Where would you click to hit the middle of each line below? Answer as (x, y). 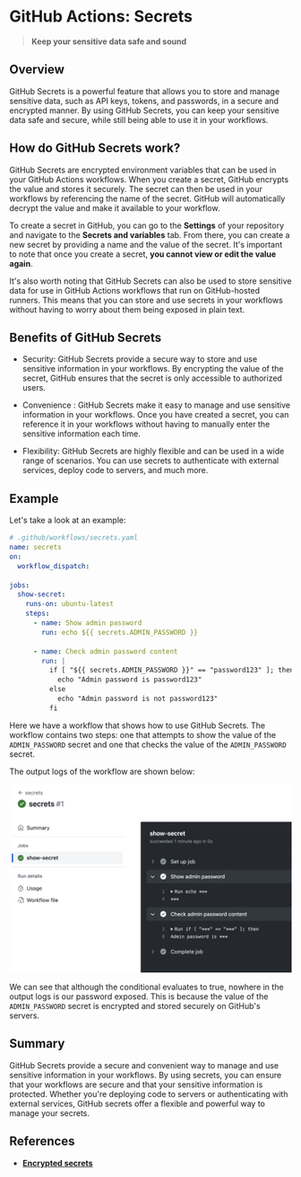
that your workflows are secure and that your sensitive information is (136, 1085)
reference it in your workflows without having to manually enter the (146, 425)
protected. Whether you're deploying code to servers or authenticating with (149, 1094)
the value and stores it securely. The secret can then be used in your (136, 189)
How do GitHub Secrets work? (95, 149)
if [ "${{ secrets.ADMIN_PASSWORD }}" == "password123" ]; (162, 671)
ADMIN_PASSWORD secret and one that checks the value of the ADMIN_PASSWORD (148, 744)
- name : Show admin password (87, 623)
